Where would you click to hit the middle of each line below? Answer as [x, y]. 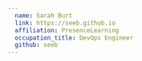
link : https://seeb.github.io [65, 23]
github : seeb [37, 45]
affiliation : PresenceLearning [67, 30]
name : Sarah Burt [44, 15]
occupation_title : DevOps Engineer [74, 38]
